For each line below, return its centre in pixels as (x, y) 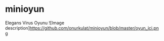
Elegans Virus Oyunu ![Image (35, 23)
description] (18, 28)
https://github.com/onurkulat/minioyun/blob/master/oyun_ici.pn (94, 28)
